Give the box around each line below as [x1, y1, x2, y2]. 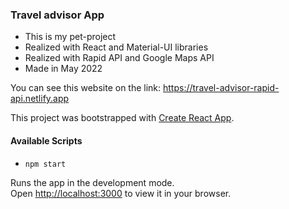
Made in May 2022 [24, 63, 103, 75]
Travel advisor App [10, 8, 105, 22]
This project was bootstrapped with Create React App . [10, 112, 235, 124]
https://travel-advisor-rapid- [163, 82, 280, 94]
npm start [24, 159, 67, 169]
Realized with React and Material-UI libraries [24, 41, 209, 53]
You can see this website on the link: [10, 82, 162, 94]
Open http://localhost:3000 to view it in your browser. [10, 187, 232, 199]
